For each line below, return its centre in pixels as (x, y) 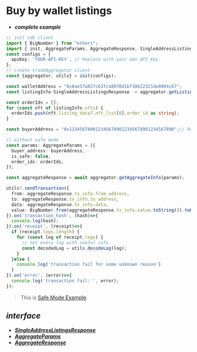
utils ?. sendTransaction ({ (38, 189)
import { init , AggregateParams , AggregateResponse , (72, 49)
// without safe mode (33, 140)
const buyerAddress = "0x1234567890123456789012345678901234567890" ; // (95, 129)
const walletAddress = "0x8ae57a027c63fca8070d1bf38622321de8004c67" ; (94, 86)
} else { (21, 259)
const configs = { (28, 54)
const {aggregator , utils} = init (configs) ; (61, 76)
